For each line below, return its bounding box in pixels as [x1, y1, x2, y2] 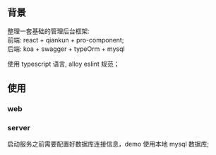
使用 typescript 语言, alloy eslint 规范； [7, 59, 120, 68]
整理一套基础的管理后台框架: [7, 27, 90, 35]
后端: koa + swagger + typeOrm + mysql [7, 45, 125, 53]
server [7, 123, 30, 133]
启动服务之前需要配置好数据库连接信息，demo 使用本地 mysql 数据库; [7, 140, 210, 149]
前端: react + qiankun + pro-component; [7, 35, 124, 44]
